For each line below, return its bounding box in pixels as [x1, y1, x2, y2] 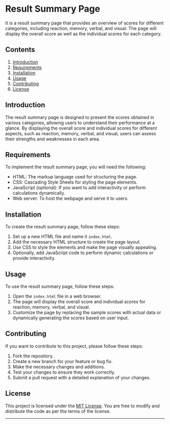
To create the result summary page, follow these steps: [5, 224, 120, 230]
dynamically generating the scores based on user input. [12, 315, 129, 321]
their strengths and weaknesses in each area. [5, 136, 100, 142]
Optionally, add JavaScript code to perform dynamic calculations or [12, 250, 154, 256]
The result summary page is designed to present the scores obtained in [5, 114, 154, 120]
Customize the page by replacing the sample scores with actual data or [12, 310, 161, 315]
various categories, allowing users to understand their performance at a [5, 119, 155, 126]
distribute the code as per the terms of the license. [5, 408, 111, 414]
